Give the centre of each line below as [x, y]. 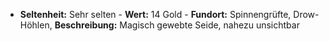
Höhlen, [36, 25]
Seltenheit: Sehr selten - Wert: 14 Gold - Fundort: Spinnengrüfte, [155, 14]
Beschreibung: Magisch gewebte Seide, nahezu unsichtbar [177, 25]
